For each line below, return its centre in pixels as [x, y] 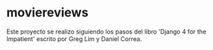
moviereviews [47, 13]
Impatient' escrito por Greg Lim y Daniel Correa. [74, 38]
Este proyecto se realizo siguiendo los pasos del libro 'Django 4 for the [106, 32]
